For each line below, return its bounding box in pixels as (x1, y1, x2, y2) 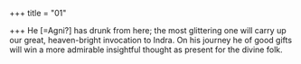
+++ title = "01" (9, 8, 67, 18)
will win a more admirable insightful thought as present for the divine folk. (9, 44, 283, 55)
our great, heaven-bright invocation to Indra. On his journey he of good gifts (9, 35, 292, 45)
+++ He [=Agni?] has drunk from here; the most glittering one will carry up (9, 25, 287, 35)
